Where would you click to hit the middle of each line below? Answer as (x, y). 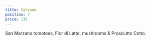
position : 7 (17, 14)
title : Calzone (21, 10)
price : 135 (16, 19)
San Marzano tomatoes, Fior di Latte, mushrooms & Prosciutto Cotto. (75, 33)
